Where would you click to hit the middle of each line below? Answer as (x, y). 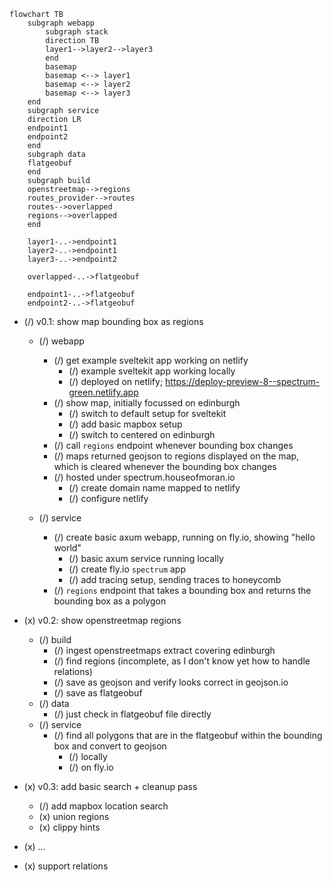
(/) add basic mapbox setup (125, 424)
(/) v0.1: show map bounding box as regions (113, 321)
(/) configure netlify (108, 498)
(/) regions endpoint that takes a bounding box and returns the (182, 590)
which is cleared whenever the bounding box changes (165, 466)
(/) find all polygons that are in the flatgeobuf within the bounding (188, 735)
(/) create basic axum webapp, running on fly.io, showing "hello (184, 537)
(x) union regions (74, 816)
